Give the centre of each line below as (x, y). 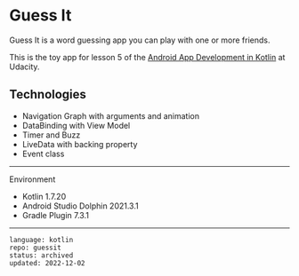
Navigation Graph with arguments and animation (111, 115)
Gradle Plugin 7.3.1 (55, 215)
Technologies (48, 95)
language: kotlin (41, 240)
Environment (32, 179)
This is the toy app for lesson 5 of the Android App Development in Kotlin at (147, 57)
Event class (43, 154)
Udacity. (24, 67)
